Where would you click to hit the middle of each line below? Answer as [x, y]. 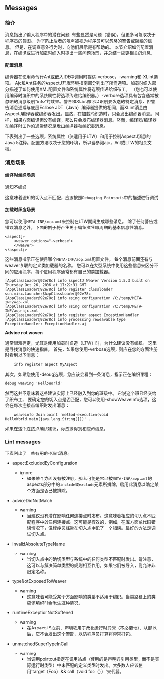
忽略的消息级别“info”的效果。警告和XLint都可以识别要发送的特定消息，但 [78, 101]
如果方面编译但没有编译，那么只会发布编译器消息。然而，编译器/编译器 [85, 120]
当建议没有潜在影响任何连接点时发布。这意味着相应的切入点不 [89, 516]
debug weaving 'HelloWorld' [34, 384]
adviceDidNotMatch [32, 500]
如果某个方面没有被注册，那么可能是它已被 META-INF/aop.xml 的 [89, 478]
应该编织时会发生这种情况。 [55, 603]
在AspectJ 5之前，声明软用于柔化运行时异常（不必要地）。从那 [90, 628]
